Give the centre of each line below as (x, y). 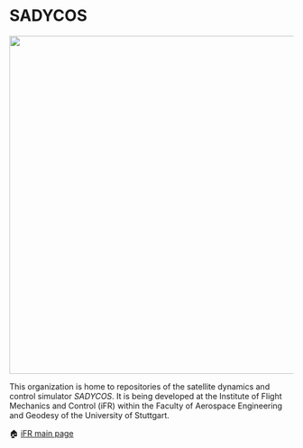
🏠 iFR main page (41, 433)
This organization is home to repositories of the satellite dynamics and (140, 386)
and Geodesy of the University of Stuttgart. (89, 415)
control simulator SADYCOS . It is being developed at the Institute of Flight (146, 396)
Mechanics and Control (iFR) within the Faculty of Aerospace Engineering (146, 406)
